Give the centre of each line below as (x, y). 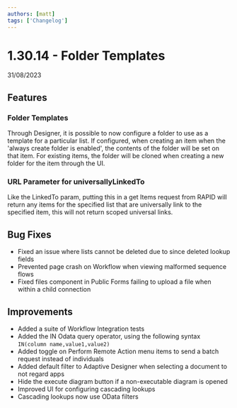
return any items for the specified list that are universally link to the (105, 205)
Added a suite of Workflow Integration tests (81, 329)
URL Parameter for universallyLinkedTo (76, 182)
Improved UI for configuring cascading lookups (86, 389)
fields (25, 259)
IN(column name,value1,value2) (64, 345)
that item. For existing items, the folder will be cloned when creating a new (116, 156)
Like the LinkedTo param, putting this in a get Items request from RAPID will (117, 197)
